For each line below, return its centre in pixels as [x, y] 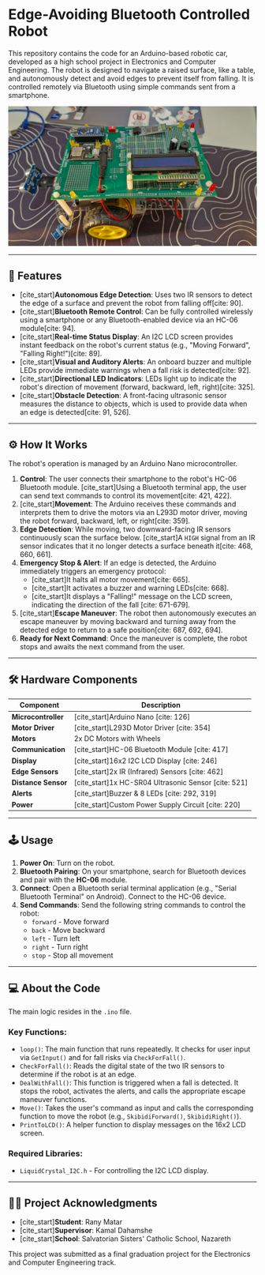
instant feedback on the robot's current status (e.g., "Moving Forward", [135, 345]
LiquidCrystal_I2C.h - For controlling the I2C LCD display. [114, 1171]
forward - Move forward [70, 921]
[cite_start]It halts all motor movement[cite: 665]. [111, 580]
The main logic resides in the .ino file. [70, 1011]
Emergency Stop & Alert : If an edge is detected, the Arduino [118, 563]
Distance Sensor [39, 783]
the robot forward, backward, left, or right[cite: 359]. [105, 521]
